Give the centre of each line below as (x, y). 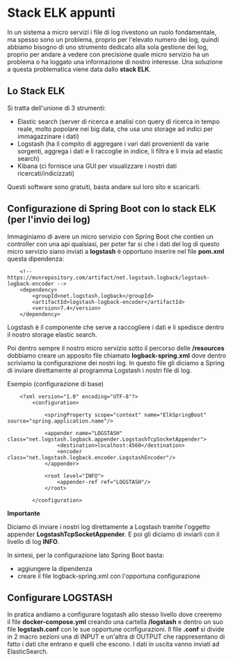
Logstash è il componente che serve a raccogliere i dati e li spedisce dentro (116, 327)
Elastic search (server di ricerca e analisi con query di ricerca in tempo (119, 121)
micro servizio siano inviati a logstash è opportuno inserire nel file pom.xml (116, 251)
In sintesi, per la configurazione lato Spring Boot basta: (86, 555)
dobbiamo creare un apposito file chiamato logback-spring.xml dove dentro (117, 355)
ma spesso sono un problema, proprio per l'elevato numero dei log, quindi (113, 39)
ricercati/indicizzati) (46, 173)
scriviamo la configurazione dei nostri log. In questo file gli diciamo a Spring (116, 363)
